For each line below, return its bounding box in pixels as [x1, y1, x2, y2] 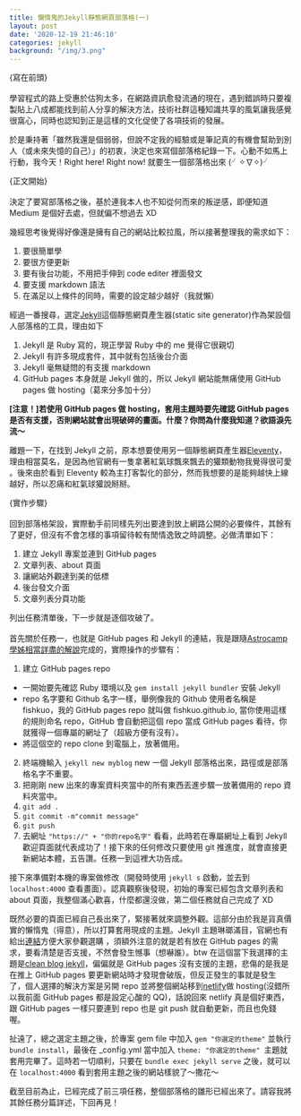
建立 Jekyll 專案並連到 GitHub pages [21, 548, 157, 560]
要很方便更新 [21, 257, 70, 268]
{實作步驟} [9, 498, 47, 509]
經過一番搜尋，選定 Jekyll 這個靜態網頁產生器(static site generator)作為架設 [9, 310, 284, 321]
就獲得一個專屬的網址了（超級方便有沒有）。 [21, 727, 184, 738]
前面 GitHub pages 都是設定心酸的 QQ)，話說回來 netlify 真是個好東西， [24, 992, 289, 1003]
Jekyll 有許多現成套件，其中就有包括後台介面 [21, 351, 188, 362]
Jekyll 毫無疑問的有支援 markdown [21, 362, 150, 373]
